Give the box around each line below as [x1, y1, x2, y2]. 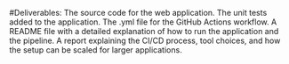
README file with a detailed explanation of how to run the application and [9, 26, 279, 36]
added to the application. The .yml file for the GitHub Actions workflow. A [9, 17, 277, 27]
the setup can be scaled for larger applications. [9, 45, 182, 55]
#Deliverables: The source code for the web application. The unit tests [9, 8, 268, 18]
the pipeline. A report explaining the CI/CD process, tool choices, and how [9, 35, 281, 46]
